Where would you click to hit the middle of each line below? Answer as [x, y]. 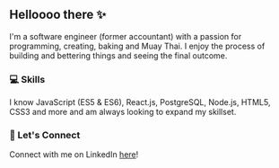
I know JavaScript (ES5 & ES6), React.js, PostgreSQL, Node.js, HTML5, [140, 102]
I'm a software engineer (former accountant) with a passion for [126, 36]
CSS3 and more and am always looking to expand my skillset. [123, 112]
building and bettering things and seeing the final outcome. [118, 55]
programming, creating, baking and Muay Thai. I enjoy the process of [137, 46]
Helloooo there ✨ [58, 15]
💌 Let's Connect [45, 136]
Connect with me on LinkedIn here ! [74, 155]
